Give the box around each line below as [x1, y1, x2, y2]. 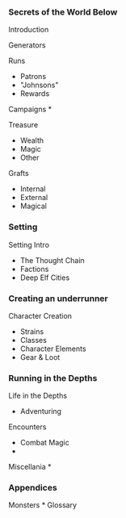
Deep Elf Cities [19, 273, 70, 282]
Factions [19, 264, 49, 274]
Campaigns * [8, 104, 52, 115]
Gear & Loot [19, 352, 61, 361]
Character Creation [8, 311, 73, 320]
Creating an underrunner [8, 293, 108, 304]
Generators [8, 40, 46, 50]
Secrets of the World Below [8, 6, 118, 18]
